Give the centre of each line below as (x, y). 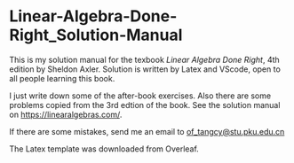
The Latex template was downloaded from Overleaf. (104, 149)
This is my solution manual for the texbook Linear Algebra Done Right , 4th (144, 59)
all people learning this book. (62, 78)
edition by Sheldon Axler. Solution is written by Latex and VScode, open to (145, 69)
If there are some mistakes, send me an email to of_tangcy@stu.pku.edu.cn (147, 131)
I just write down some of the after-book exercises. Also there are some (140, 96)
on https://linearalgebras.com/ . (66, 114)
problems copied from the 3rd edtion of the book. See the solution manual (145, 105)
